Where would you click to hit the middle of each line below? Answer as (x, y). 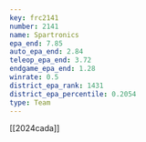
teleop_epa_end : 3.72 (51, 60)
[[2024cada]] (35, 128)
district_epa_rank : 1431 (57, 86)
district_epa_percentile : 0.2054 (73, 94)
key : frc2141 (34, 18)
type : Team (30, 102)
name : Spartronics (44, 35)
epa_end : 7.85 (36, 43)
